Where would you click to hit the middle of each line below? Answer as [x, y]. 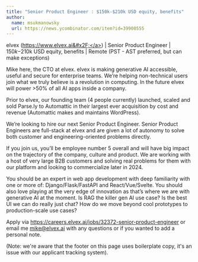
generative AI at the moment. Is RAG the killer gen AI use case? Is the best [97, 198]
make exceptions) [28, 58]
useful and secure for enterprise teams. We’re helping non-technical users [97, 76]
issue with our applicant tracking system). [57, 252]
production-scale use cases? [41, 210]
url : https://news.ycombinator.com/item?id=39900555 [78, 28]
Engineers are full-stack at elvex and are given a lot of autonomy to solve [95, 130]
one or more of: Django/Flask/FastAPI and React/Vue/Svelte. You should [94, 185]
